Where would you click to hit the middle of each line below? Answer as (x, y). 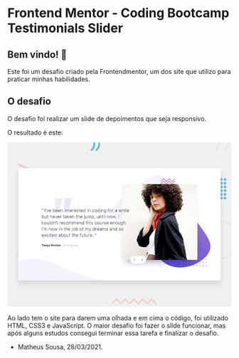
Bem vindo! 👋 (37, 54)
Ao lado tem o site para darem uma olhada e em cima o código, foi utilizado (118, 318)
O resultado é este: (35, 132)
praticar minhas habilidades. (49, 79)
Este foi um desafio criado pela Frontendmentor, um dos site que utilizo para (119, 72)
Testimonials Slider (65, 28)
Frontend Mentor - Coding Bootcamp (118, 13)
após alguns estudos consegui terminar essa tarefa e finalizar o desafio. (113, 333)
